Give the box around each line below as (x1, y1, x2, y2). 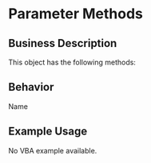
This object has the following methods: (8, 57, 136, 67)
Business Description (8, 37, 117, 50)
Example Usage (8, 125, 88, 138)
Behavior (8, 80, 54, 94)
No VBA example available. (8, 146, 97, 155)
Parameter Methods (8, 5, 144, 23)
